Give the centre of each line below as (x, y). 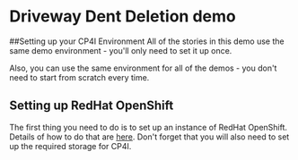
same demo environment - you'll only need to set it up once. (121, 50)
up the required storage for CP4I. (70, 146)
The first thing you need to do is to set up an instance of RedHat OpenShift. (149, 127)
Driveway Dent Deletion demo (123, 17)
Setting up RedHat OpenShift (92, 106)
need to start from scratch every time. (79, 77)
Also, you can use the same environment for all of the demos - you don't (143, 68)
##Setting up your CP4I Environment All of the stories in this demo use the (147, 41)
